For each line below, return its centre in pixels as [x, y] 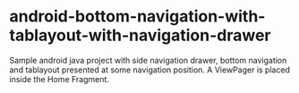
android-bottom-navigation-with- [137, 17]
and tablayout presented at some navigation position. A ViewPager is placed [150, 70]
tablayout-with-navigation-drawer [140, 35]
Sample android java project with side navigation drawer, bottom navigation [148, 60]
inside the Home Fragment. [60, 79]
